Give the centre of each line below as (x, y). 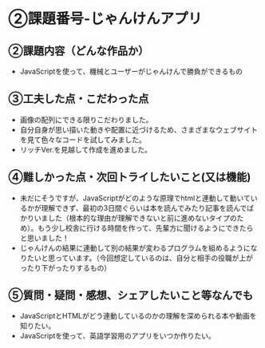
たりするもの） (87, 267)
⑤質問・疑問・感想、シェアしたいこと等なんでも (131, 296)
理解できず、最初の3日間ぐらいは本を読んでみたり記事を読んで (144, 208)
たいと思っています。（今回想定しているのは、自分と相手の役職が (133, 258)
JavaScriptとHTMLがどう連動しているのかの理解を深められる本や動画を (138, 316)
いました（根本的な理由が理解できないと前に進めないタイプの (135, 218)
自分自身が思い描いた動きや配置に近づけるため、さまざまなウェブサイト (138, 129)
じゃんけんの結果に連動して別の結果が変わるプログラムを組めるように (135, 247)
